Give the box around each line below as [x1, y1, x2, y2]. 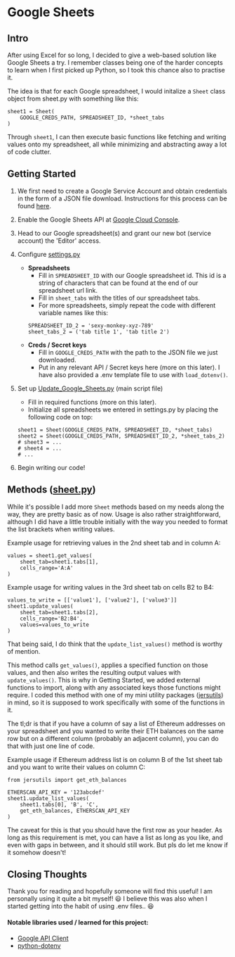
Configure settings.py [17, 250, 81, 258]
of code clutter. [7, 148, 51, 156]
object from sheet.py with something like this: [7, 94, 139, 103]
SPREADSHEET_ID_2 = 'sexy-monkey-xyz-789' [27, 322, 154, 329]
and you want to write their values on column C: [7, 763, 146, 771]
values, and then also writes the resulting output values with [7, 668, 181, 676]
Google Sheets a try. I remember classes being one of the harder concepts [7, 58, 223, 67]
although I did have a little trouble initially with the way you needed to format [7, 517, 228, 526]
